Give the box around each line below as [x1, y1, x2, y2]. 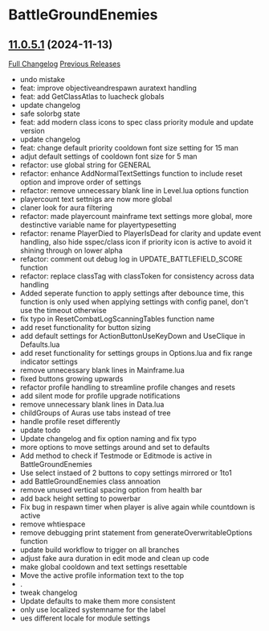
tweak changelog [19, 588, 78, 597]
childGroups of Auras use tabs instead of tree [19, 408, 171, 418]
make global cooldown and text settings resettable [19, 562, 187, 571]
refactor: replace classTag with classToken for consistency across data [19, 271, 255, 281]
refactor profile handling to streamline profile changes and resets [19, 382, 235, 392]
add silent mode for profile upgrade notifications [19, 391, 181, 400]
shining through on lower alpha [19, 245, 123, 255]
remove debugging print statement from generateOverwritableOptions [19, 528, 253, 537]
